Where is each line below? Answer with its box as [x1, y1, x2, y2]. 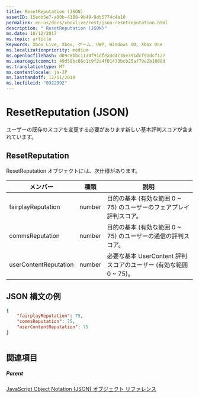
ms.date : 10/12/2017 [6, 31, 57, 37]
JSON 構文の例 [6, 292, 61, 302]
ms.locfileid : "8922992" [6, 80, 68, 86]
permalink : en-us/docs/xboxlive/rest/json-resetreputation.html [6, 20, 168, 25]
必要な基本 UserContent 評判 [107, 252, 188, 260]
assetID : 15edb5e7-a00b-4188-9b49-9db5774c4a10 [6, 14, 126, 20]
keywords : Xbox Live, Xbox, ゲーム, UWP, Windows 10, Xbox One [6, 42, 163, 48]
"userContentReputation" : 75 [17, 324, 89, 330]
